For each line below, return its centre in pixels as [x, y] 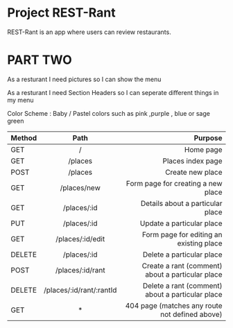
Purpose [208, 138]
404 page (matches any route [174, 305]
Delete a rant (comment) [182, 286]
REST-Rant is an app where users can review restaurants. [89, 32]
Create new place [194, 172]
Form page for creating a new [174, 183]
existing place [200, 243]
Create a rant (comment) [182, 266]
